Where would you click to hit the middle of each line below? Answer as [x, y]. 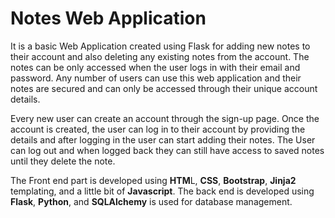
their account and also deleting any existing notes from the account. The [160, 56]
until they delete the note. [63, 161]
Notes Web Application [108, 18]
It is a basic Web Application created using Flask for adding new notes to [160, 46]
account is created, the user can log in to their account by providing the [158, 129]
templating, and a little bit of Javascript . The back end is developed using [162, 191]
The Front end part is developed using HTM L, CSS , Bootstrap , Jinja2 [153, 180]
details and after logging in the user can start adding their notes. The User [163, 139]
